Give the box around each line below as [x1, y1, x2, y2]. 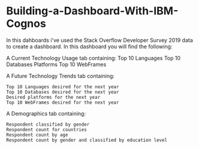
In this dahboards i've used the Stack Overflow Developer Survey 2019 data [6, 36, 194, 44]
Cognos [6, 17, 46, 30]
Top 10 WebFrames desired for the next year [6, 100, 119, 105]
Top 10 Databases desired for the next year [6, 89, 119, 95]
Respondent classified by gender [6, 121, 90, 128]
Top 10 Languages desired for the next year [6, 83, 119, 90]
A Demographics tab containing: [6, 110, 86, 117]
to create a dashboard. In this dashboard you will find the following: [6, 43, 173, 50]
